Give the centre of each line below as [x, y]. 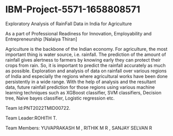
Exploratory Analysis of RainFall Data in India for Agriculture [69, 24]
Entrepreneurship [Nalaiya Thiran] [41, 39]
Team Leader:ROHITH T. [31, 118]
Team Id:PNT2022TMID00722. [38, 108]
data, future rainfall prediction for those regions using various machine [80, 87]
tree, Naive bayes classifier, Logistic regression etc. [60, 98]
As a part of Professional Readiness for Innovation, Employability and [79, 33]
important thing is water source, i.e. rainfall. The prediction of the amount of [86, 54]
